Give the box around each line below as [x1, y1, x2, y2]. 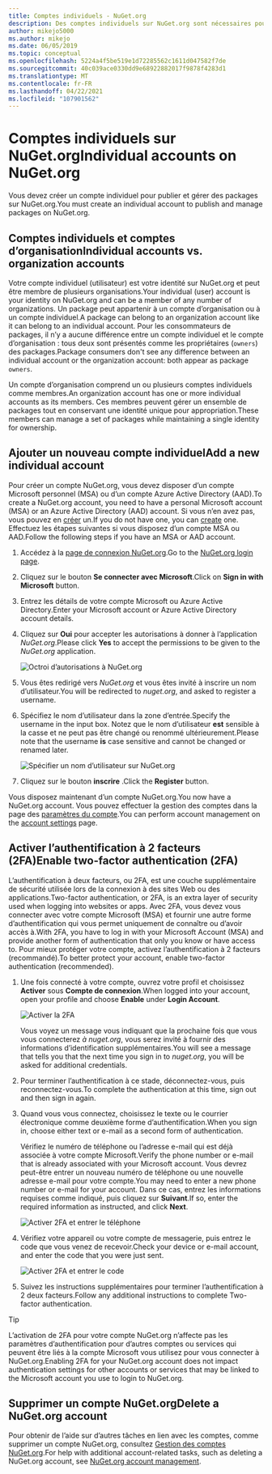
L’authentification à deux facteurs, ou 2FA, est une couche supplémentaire [8, 875, 257, 885]
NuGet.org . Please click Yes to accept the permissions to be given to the [19, 637, 261, 648]
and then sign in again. [19, 1093, 96, 1102]
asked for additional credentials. [19, 1060, 128, 1069]
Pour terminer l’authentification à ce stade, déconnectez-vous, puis [19, 1076, 245, 1085]
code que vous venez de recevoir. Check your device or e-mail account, [19, 1242, 259, 1251]
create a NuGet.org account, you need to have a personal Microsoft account [8, 497, 263, 507]
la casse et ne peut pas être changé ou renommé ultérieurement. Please [19, 728, 259, 737]
